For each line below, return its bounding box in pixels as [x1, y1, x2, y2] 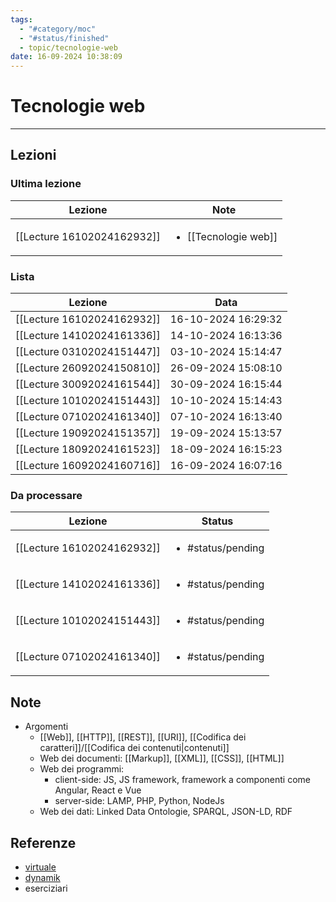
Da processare [10, 488, 83, 502]
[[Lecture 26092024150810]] [15, 361, 161, 375]
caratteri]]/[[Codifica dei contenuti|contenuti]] [39, 742, 230, 754]
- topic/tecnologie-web [19, 42, 118, 53]
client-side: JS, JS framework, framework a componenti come [54, 774, 311, 786]
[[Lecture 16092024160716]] [15, 459, 161, 473]
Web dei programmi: [39, 763, 125, 775]
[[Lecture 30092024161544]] [15, 377, 161, 391]
